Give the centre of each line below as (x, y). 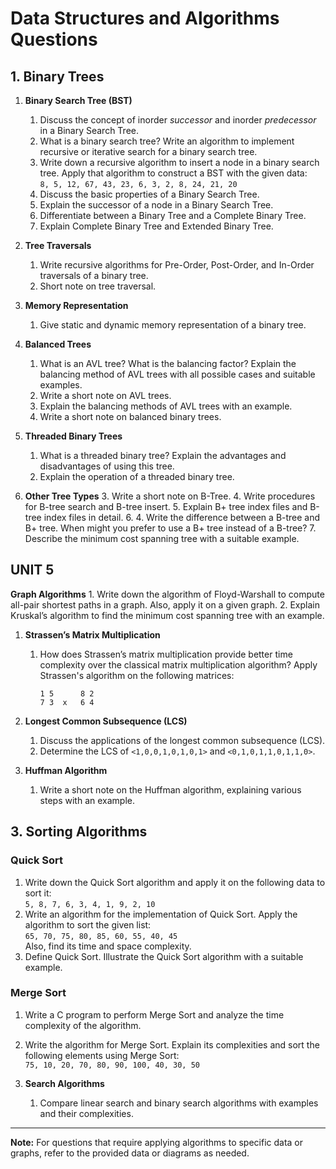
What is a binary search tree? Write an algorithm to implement (167, 141)
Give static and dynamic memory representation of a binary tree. (173, 325)
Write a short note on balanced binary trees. (130, 416)
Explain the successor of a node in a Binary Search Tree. (156, 205)
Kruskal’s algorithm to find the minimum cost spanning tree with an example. (167, 615)
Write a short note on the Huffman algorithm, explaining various (170, 789)
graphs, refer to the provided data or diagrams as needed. (130, 1153)
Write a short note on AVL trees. (105, 395)
